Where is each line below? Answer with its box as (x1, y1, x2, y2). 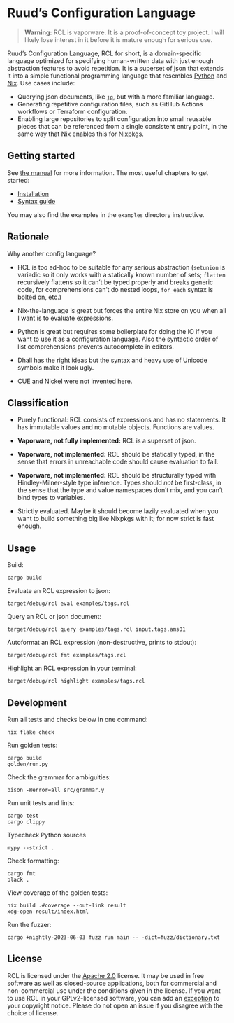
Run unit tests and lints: (7, 799, 75, 807)
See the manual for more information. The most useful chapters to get (7, 168, 208, 176)
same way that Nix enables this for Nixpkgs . (17, 130, 145, 138)
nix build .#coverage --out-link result (7, 902, 127, 909)
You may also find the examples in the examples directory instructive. (7, 210, 205, 218)
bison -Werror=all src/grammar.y (7, 786, 105, 793)
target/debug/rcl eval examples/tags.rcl (7, 600, 130, 607)
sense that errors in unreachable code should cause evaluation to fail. (17, 457, 219, 466)
